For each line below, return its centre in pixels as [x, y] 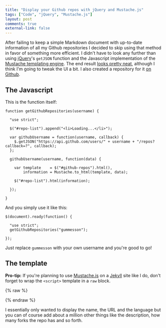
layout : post [19, 19]
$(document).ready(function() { [39, 217]
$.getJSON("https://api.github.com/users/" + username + [75, 142]
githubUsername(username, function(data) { [55, 159]
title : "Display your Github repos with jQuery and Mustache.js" [74, 10]
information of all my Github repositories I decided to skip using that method [83, 48]
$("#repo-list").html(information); [52, 181]
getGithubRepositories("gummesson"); [49, 230]
